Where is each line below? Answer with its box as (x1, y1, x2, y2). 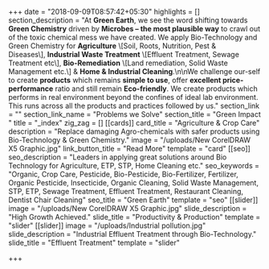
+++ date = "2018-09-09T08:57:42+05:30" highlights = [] (8, 7, 201, 16)
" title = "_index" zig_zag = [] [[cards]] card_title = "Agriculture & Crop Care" (8, 118, 260, 127)
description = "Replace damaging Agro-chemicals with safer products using (8, 126, 260, 136)
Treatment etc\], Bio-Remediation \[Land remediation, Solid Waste (8, 58, 229, 68)
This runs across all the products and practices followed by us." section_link (8, 101, 260, 110)
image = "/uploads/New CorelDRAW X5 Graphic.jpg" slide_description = (8, 204, 247, 213)
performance (8, 84, 54, 93)
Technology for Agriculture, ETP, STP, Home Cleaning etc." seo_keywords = (8, 161, 259, 170)
